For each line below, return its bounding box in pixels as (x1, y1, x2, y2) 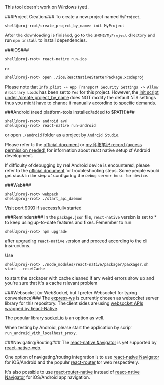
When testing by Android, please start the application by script (5, 324, 132, 330)
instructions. (5, 243, 31, 248)
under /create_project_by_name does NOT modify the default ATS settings (5, 94, 156, 100)
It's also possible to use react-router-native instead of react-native (5, 369, 140, 375)
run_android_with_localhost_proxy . (5, 330, 77, 336)
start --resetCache (5, 266, 45, 271)
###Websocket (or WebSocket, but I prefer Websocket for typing (5, 289, 137, 295)
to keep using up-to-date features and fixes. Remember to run (5, 219, 131, 225)
